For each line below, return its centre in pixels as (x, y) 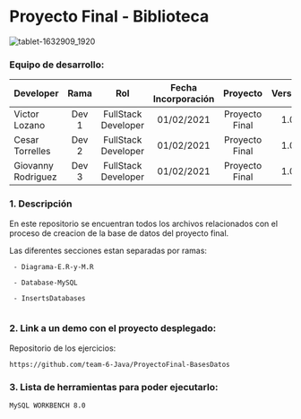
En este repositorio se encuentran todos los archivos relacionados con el (144, 223)
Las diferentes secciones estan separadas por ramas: (108, 250)
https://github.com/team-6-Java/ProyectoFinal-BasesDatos (120, 364)
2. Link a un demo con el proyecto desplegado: (113, 328)
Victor (26, 114)
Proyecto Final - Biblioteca (109, 17)
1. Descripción (41, 204)
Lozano (30, 126)
